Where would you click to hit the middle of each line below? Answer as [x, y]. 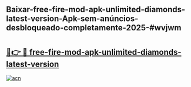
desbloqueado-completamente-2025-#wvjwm [94, 28]
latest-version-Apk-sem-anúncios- [72, 19]
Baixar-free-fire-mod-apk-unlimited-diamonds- [96, 10]
